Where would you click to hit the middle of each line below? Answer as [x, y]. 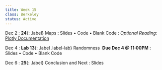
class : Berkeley [22, 14]
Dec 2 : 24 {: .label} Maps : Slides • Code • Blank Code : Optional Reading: [81, 33]
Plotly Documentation [27, 38]
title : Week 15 [21, 10]
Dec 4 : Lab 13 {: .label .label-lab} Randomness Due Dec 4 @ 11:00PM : [78, 48]
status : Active [21, 19]
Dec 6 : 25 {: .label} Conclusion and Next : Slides [54, 63]
